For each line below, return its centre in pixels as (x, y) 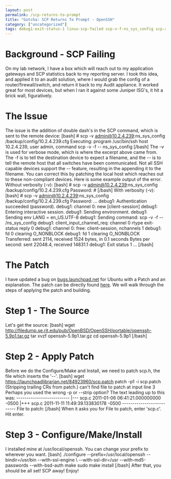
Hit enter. (15, 414)
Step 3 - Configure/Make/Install (74, 435)
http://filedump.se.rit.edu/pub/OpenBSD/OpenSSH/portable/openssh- (78, 330)
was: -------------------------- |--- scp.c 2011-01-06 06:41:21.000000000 (83, 398)
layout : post (19, 10)
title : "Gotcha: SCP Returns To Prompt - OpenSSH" (60, 19)
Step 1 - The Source (47, 311)
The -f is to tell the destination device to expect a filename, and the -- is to (83, 157)
